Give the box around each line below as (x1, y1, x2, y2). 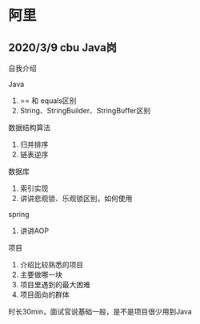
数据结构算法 (8, 123, 50, 132)
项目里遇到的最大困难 (19, 280, 90, 289)
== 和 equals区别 (19, 96, 77, 105)
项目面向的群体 (19, 290, 70, 299)
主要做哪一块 (19, 270, 62, 279)
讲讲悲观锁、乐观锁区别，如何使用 (19, 194, 133, 203)
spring (8, 210, 30, 219)
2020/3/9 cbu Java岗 (8, 41, 118, 54)
